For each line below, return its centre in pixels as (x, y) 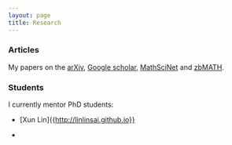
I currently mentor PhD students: (61, 105)
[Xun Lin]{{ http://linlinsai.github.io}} (77, 120)
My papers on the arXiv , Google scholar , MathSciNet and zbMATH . (116, 67)
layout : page (29, 15)
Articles (24, 50)
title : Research (35, 23)
